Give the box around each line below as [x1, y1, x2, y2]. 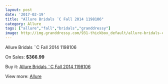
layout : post [5, 7, 32, 12]
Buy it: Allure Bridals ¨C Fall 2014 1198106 [5, 63, 91, 69]
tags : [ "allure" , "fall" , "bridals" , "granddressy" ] [5, 26, 111, 31]
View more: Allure [5, 73, 42, 79]
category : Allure [5, 21, 41, 26]
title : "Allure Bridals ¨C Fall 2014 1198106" [5, 16, 104, 21]
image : [5, 30, 19, 35]
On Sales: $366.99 [5, 54, 45, 60]
